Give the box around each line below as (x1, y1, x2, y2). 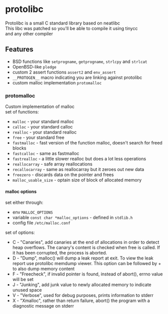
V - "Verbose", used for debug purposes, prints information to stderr (12, 292, 154, 298)
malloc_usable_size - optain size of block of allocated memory (12, 177, 142, 183)
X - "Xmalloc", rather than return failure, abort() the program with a (12, 297, 150, 303)
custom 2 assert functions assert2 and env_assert (12, 69, 116, 75)
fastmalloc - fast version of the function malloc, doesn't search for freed (12, 140, 162, 146)
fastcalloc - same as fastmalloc (12, 150, 79, 156)
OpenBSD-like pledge (12, 63, 56, 69)
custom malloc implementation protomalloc (12, 79, 102, 85)
